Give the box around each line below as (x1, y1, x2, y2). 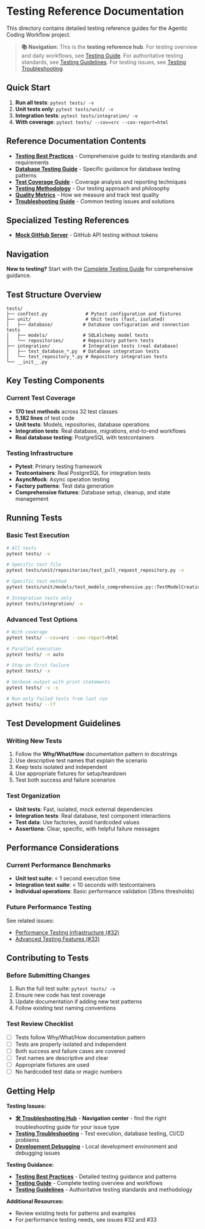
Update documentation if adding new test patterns (15, 998, 142, 1005)
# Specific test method (6, 578, 67, 585)
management (15, 495, 49, 502)
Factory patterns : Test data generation (15, 482, 114, 489)
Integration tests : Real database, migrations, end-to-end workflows (15, 427, 186, 434)
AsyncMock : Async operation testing (15, 475, 110, 483)
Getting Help (6, 1086, 56, 1097)
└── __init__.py (6, 359, 48, 365)
